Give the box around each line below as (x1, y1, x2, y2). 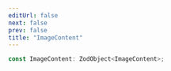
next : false (8, 19, 47, 27)
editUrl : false (8, 11, 59, 20)
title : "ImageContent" (8, 33, 83, 42)
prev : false (8, 26, 47, 34)
